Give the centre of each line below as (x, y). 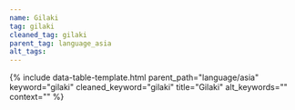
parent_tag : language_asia (61, 43)
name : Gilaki (34, 18)
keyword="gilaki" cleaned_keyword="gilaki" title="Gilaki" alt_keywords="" (149, 87)
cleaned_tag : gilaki (49, 35)
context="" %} (37, 97)
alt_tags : (28, 52)
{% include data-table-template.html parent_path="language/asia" (134, 77)
